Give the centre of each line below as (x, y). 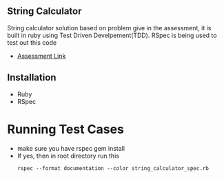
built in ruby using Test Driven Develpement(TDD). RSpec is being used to (112, 35)
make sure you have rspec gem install (71, 148)
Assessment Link (41, 56)
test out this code (32, 42)
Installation (32, 77)
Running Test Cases (65, 129)
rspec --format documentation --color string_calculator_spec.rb (113, 168)
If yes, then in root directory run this (68, 156)
